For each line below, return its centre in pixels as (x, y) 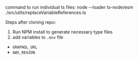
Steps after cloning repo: (31, 22)
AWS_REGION (24, 52)
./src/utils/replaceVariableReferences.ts (46, 12)
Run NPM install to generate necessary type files (63, 32)
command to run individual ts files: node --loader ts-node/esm (69, 7)
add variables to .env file (38, 37)
